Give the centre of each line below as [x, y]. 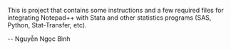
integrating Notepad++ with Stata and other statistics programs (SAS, [109, 18]
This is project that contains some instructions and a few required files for [116, 10]
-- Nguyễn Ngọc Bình [39, 39]
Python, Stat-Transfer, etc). [47, 25]
